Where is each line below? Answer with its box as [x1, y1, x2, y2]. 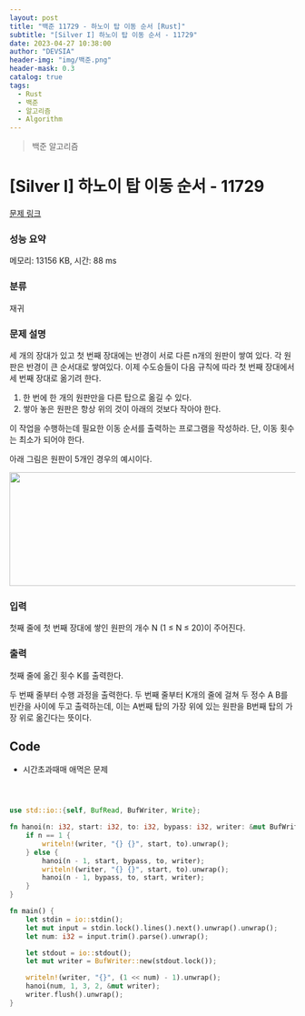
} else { [25, 848, 59, 857]
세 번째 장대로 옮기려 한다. [9, 372, 102, 383]
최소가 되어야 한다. [18, 434, 84, 445]
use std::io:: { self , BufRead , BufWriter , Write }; [9, 806, 202, 815]
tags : [9, 81, 30, 90]
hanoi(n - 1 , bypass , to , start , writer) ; [42, 873, 205, 882]
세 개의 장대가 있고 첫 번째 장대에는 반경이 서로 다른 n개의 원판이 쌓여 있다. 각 [9, 349, 282, 360]
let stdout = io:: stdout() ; [25, 948, 132, 958]
